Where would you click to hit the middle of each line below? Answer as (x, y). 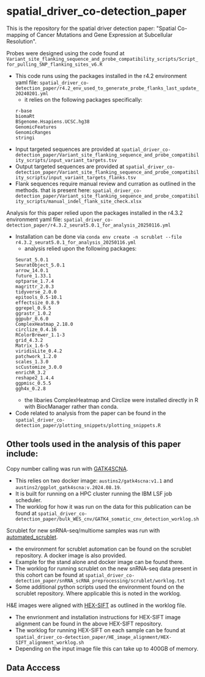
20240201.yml (32, 93)
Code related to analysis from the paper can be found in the (91, 413)
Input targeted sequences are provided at (68, 149)
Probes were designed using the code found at (65, 53)
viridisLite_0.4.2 (39, 351)
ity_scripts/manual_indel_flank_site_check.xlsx (78, 201)
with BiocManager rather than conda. (71, 406)
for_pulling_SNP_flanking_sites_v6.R (54, 64)
